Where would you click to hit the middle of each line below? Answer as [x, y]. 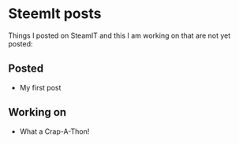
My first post [40, 87]
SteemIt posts [55, 14]
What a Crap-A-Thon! [54, 131]
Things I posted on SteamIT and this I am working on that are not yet [119, 35]
